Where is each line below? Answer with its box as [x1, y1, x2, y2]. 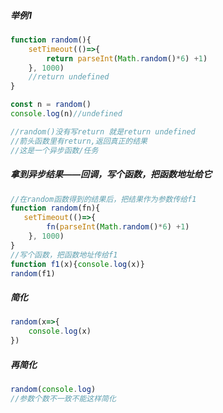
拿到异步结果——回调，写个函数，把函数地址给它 [10, 168, 213, 180]
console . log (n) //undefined [10, 109, 123, 119]
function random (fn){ [10, 203, 101, 214]
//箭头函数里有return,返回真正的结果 [10, 136, 148, 146]
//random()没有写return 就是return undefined [10, 126, 196, 137]
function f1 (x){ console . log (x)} [10, 259, 145, 269]
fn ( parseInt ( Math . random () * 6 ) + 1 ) [46, 222, 190, 232]
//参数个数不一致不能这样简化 [10, 393, 117, 404]
